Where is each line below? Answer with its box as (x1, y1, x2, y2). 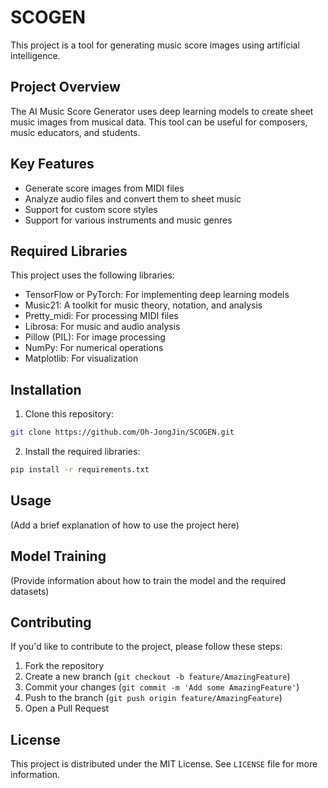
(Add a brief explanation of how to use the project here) (10, 519, 240, 531)
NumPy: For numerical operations (24, 342, 164, 354)
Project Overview (10, 79, 121, 96)
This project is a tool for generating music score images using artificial (10, 39, 300, 51)
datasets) (10, 585, 50, 597)
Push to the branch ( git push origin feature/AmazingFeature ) (24, 692, 283, 704)
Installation (10, 381, 82, 398)
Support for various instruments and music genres (24, 214, 233, 226)
